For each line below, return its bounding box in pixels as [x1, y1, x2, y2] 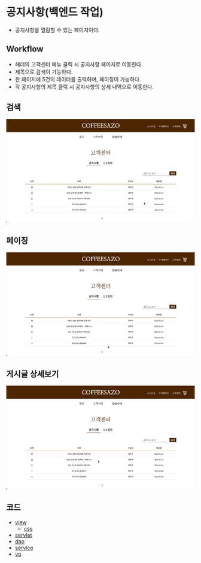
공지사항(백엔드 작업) [6, 5, 103, 19]
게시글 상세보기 [6, 369, 59, 380]
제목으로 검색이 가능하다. [14, 68, 73, 75]
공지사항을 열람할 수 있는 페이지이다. [14, 26, 100, 33]
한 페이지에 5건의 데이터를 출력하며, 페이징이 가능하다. [14, 75, 142, 82]
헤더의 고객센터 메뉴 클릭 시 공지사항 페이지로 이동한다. [14, 60, 143, 68]
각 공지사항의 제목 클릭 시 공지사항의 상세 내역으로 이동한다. [14, 83, 154, 90]
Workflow [6, 44, 44, 54]
